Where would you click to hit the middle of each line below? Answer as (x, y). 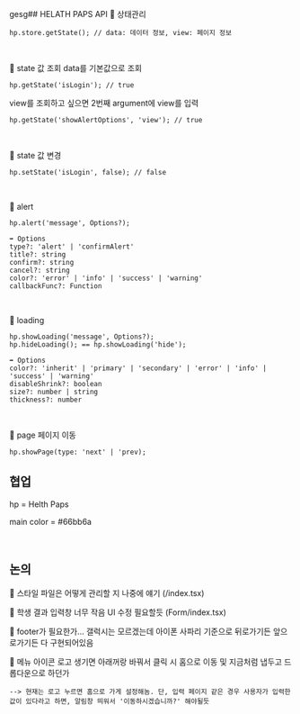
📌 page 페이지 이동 (43, 435)
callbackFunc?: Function (56, 286)
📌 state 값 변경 (35, 155)
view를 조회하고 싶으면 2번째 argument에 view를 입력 (104, 103)
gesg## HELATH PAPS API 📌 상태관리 (78, 14)
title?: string (38, 255)
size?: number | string (54, 392)
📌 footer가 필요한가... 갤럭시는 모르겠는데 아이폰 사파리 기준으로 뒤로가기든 (140, 631)
